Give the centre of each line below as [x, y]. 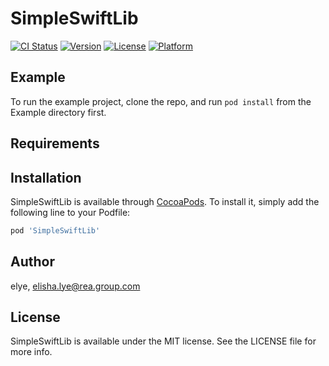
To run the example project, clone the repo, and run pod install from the [161, 101]
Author [32, 262]
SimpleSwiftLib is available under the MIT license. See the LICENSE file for [163, 341]
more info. [31, 352]
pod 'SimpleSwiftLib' [55, 230]
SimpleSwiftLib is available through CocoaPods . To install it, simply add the [165, 201]
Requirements [55, 143]
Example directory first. [58, 112]
